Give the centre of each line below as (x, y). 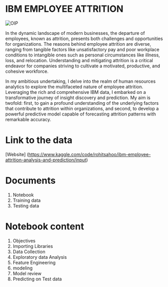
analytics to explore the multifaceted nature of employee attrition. (74, 87)
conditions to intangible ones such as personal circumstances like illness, (83, 55)
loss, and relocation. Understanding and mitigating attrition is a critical (79, 60)
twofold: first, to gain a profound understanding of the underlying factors (82, 103)
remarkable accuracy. (28, 119)
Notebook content (45, 226)
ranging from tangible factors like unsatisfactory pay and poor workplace (82, 49)
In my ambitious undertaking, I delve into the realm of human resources (81, 81)
